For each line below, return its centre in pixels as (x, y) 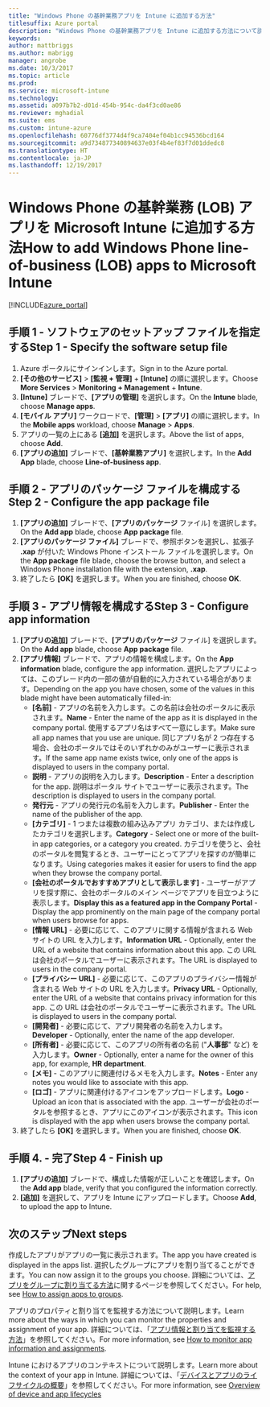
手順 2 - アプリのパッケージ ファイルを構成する (125, 489)
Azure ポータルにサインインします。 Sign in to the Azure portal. (124, 368)
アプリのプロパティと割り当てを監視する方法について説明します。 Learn (126, 1311)
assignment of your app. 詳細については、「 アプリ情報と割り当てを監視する (132, 1330)
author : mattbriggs (41, 46)
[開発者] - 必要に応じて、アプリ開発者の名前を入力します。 (129, 1025)
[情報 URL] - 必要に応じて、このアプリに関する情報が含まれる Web (142, 930)
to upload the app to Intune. (66, 1207)
